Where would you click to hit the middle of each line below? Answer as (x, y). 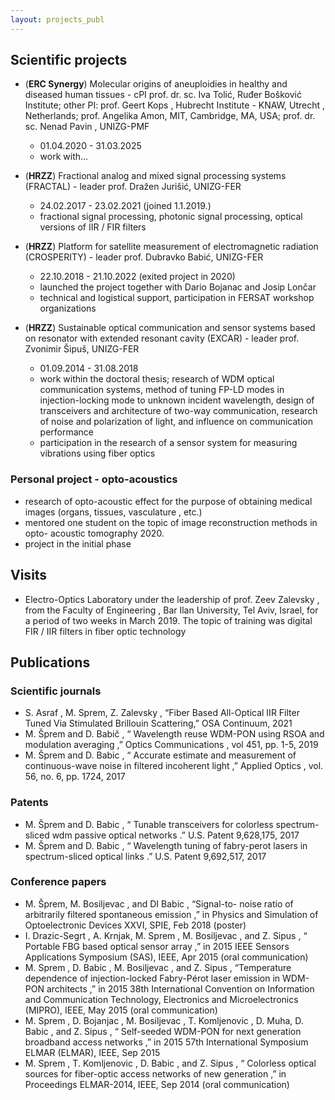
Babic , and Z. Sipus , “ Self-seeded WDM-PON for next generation (163, 1031)
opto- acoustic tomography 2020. (94, 533)
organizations (68, 308)
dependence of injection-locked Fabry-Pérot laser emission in (152, 978)
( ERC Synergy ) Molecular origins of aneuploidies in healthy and (156, 84)
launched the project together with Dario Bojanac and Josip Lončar (178, 287)
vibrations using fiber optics (97, 453)
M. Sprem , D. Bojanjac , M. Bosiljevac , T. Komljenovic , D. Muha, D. (164, 1020)
